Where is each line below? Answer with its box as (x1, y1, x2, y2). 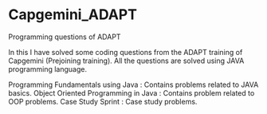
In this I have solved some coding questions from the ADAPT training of (8, 47, 243, 57)
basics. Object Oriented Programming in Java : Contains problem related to (8, 88, 255, 97)
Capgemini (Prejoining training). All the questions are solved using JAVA (8, 56, 245, 65)
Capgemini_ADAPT (8, 6, 138, 24)
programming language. (8, 64, 88, 73)
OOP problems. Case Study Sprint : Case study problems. (8, 96, 198, 106)
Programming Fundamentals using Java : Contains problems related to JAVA (8, 80, 259, 89)
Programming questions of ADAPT (8, 32, 121, 41)
